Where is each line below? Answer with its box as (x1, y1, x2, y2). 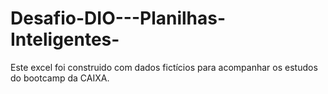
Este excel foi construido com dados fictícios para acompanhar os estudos (10, 61, 318, 73)
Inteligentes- (10, 28, 120, 51)
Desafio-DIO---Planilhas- (10, 7, 227, 30)
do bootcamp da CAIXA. (10, 72, 110, 84)
